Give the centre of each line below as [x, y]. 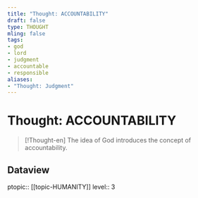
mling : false [26, 33]
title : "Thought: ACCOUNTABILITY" [58, 14]
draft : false [26, 20]
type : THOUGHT [28, 27]
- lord [17, 54]
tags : [15, 40]
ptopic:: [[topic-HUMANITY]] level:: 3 [61, 187]
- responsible [28, 73]
